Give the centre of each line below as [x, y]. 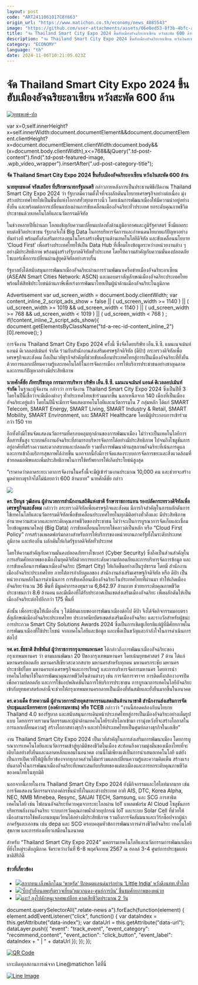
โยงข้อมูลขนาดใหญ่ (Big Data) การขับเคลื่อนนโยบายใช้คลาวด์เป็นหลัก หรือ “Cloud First [95, 527]
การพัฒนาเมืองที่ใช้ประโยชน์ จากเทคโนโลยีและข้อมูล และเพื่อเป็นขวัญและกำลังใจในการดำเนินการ [99, 630]
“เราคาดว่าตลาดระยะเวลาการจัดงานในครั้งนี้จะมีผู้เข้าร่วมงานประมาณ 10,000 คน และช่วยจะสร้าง [99, 471]
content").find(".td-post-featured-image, [56, 157]
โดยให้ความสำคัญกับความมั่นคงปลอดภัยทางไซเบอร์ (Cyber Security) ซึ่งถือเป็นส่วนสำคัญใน [98, 553]
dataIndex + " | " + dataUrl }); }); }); [49, 941]
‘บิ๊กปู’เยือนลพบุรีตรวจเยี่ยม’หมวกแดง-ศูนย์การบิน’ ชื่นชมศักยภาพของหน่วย [92, 891]
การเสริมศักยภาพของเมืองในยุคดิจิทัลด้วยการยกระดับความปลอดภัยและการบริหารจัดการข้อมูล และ [99, 559]
